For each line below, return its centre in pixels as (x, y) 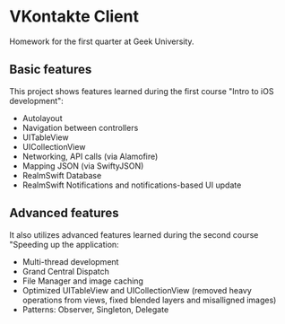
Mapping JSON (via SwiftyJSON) (83, 166)
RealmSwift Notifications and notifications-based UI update (132, 185)
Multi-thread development (70, 261)
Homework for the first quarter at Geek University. (102, 41)
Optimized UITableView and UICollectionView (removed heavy (137, 290)
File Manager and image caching (82, 281)
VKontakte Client (74, 17)
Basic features (51, 70)
